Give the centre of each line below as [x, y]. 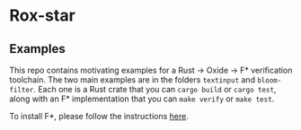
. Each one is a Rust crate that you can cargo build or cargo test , [155, 89]
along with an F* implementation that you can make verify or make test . [142, 99]
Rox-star [43, 16]
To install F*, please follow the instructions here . [99, 116]
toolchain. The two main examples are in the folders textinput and [133, 80]
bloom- [270, 81]
